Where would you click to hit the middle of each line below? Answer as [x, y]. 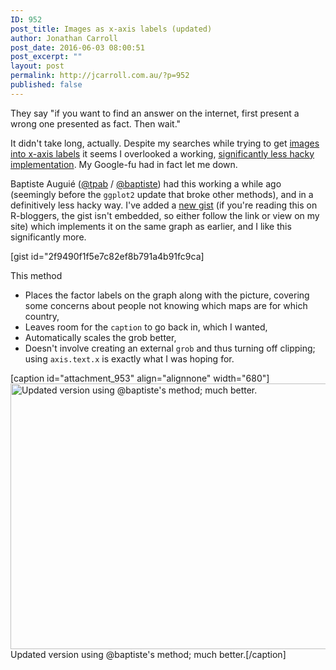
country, [42, 316]
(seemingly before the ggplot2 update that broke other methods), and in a [162, 194]
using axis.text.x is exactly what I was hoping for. [129, 358]
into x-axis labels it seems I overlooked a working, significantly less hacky [162, 153]
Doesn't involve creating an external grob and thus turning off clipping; [170, 348]
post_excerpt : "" [46, 57]
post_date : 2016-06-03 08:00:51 [77, 47]
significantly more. [48, 237]
